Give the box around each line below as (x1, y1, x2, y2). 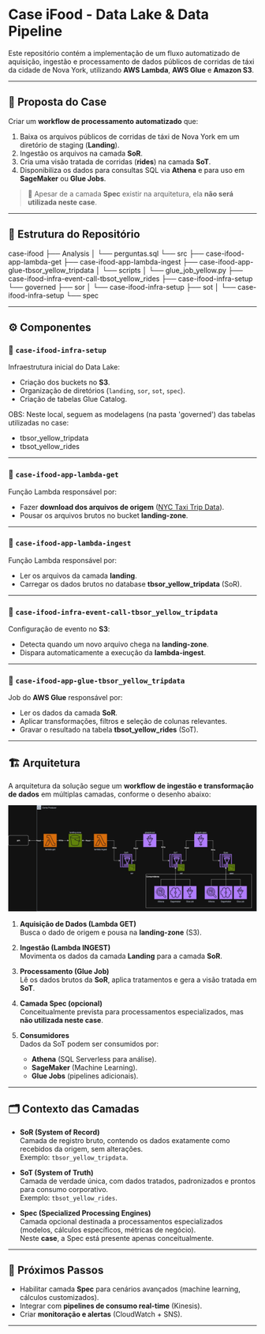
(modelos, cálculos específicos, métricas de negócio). (19, 1225, 196, 1235)
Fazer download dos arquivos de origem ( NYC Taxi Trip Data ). (19, 502, 225, 511)
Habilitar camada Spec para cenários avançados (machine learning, (19, 1284, 241, 1294)
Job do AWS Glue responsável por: (8, 693, 123, 703)
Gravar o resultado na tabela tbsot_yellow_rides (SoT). (19, 725, 199, 735)
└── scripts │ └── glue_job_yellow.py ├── (102, 265, 243, 275)
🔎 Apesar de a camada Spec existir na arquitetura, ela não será (27, 189, 234, 198)
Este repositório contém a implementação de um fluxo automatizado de (8, 48, 241, 58)
